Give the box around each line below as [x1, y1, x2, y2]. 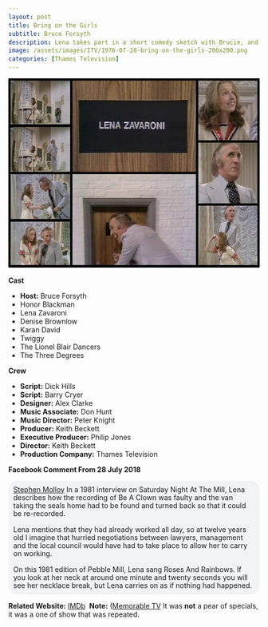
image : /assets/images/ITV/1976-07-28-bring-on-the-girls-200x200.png [8, 46, 248, 55]
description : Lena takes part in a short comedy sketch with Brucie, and [8, 38, 259, 46]
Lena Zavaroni [19, 308, 68, 317]
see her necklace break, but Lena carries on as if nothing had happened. [13, 580, 253, 590]
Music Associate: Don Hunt [19, 407, 112, 416]
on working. [13, 548, 53, 558]
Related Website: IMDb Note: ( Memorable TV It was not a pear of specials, [8, 601, 258, 610]
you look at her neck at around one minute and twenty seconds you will [13, 572, 249, 582]
